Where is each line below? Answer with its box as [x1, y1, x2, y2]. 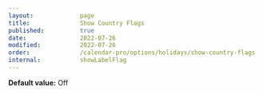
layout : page [8, 11, 94, 20]
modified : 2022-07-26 [8, 41, 116, 49]
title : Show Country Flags [8, 19, 145, 27]
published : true [8, 26, 94, 34]
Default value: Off [8, 77, 69, 88]
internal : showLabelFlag [8, 57, 127, 65]
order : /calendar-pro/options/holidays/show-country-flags [8, 49, 256, 57]
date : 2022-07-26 [8, 33, 116, 42]
